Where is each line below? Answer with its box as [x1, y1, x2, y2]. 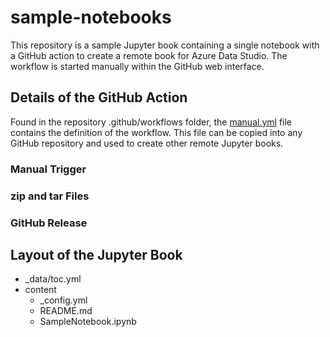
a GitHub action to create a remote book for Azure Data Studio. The [10, 49, 288, 61]
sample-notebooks [10, 6, 172, 29]
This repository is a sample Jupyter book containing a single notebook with [10, 39, 320, 51]
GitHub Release [10, 216, 88, 230]
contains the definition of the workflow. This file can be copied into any [10, 126, 303, 138]
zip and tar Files [10, 189, 90, 203]
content [24, 284, 57, 296]
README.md [39, 305, 93, 317]
